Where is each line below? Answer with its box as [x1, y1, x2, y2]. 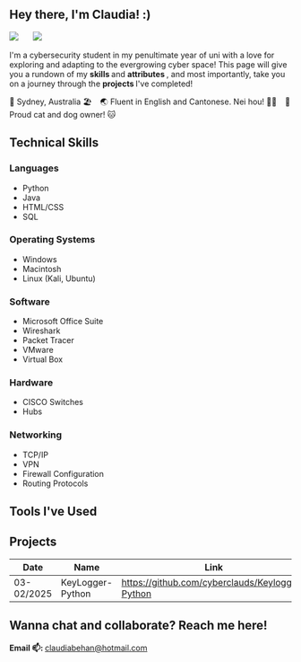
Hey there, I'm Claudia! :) [9, 7, 151, 22]
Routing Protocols [21, 478, 89, 489]
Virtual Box [21, 354, 64, 365]
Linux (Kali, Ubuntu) [21, 273, 96, 284]
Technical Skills [9, 135, 99, 151]
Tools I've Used [9, 504, 98, 519]
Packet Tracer [21, 335, 74, 346]
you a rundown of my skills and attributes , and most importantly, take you [9, 68, 286, 79]
